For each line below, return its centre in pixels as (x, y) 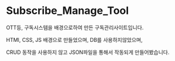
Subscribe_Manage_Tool (68, 11)
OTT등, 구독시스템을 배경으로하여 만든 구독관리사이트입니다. (75, 27)
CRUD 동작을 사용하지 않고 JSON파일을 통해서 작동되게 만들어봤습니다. (88, 52)
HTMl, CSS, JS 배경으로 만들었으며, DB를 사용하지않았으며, (74, 40)
